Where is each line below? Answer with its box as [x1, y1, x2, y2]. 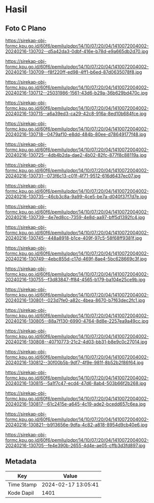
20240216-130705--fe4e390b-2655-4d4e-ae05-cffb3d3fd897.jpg [5, 443, 145, 448]
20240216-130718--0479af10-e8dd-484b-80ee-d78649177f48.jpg [5, 131, 146, 137]
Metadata [5, 457, 37, 466]
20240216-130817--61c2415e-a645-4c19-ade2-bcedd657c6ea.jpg [5, 401, 146, 407]
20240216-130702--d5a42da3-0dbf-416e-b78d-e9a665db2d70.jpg [5, 49, 148, 54]
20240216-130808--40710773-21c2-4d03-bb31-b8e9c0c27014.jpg [5, 339, 147, 345]
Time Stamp [8, 481, 37, 488]
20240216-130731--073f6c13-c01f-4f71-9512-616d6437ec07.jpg [5, 173, 141, 179]
